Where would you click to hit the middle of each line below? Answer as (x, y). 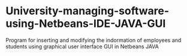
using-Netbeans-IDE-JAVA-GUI (86, 24)
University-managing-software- (88, 11)
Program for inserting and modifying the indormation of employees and (93, 40)
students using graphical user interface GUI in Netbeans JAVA (82, 46)
